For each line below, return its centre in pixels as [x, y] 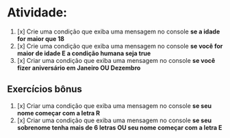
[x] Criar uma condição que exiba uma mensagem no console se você [116, 60]
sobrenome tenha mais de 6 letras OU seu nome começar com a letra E [119, 127]
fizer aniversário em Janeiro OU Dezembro [79, 68]
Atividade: [37, 13]
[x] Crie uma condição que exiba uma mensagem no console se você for [120, 46]
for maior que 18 [41, 38]
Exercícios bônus [44, 89]
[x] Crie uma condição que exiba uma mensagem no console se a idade [118, 31]
